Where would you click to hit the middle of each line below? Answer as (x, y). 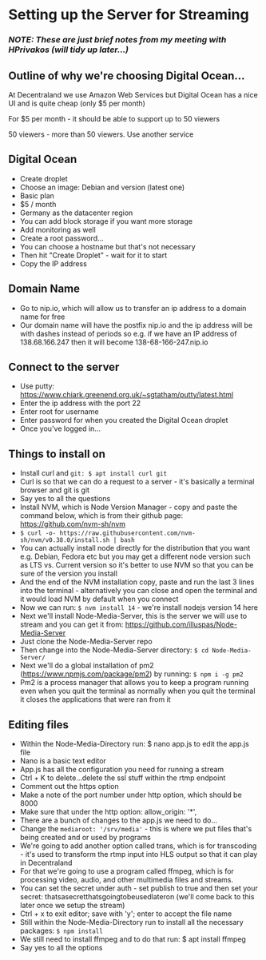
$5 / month (38, 204)
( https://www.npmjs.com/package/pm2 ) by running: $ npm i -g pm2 (131, 674)
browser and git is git (55, 490)
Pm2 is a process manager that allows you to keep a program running (134, 683)
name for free (42, 317)
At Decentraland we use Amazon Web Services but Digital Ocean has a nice (133, 94)
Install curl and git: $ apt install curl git (93, 473)
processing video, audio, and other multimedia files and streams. (127, 879)
